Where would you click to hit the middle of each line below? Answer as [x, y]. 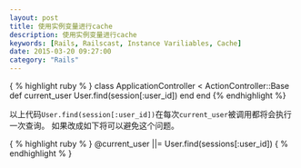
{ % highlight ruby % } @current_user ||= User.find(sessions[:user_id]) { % [149, 143]
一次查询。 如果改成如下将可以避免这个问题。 [94, 125]
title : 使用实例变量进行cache [61, 26]
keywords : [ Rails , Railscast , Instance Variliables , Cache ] [126, 43]
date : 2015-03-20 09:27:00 [60, 52]
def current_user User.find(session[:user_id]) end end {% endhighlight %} [148, 95]
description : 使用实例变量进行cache [73, 35]
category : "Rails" [44, 60]
